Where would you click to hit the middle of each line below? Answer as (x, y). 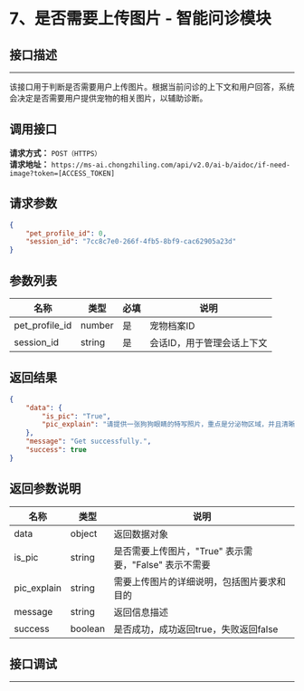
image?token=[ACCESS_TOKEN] (62, 173)
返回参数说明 (45, 489)
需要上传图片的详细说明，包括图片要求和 (200, 581)
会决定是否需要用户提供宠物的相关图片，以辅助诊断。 (109, 98)
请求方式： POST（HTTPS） (56, 153)
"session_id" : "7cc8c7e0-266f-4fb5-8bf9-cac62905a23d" (131, 242)
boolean (88, 629)
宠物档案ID (172, 325)
